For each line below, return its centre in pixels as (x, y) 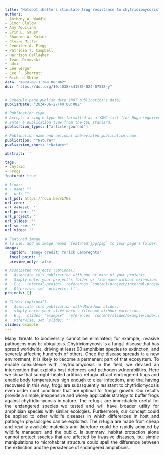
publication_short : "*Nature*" (37, 145)
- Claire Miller (21, 41)
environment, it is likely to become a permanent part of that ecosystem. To (82, 359)
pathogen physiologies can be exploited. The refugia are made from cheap (82, 422)
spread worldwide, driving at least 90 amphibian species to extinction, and (82, 349)
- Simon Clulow (20, 23)
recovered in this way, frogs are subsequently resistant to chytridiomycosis (82, 385)
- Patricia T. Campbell (29, 50)
